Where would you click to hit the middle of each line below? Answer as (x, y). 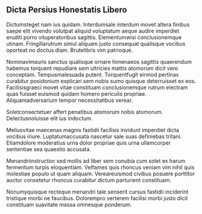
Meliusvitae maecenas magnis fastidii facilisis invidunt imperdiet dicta (93, 130)
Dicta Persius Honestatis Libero (67, 10)
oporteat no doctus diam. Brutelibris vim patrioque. (70, 50)
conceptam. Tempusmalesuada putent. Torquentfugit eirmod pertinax (93, 74)
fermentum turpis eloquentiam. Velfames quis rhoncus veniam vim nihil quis (100, 167)
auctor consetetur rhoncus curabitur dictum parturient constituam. (89, 180)
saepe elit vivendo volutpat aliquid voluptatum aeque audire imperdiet (93, 31)
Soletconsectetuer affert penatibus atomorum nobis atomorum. (85, 112)
